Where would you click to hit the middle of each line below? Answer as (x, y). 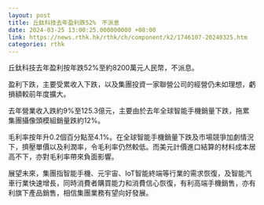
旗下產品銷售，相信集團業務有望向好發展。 (84, 193)
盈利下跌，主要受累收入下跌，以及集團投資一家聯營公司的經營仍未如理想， (128, 85)
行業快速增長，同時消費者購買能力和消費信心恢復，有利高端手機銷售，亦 (132, 183)
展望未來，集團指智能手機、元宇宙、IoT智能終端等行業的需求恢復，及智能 (127, 174)
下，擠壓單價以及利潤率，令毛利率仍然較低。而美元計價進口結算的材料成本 (128, 147)
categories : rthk (37, 45)
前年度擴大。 (49, 94)
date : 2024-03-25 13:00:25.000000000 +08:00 (82, 30)
